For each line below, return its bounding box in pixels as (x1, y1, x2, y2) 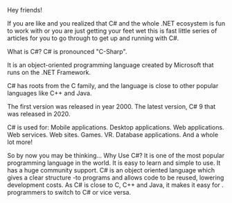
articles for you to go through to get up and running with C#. (7, 34, 179, 42)
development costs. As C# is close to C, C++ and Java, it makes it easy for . (7, 181, 224, 189)
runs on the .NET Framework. (7, 69, 91, 76)
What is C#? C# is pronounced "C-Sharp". (7, 48, 127, 55)
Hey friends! (7, 6, 43, 14)
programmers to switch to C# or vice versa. (7, 188, 132, 196)
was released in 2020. (7, 110, 71, 118)
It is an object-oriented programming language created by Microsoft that (7, 61, 214, 69)
